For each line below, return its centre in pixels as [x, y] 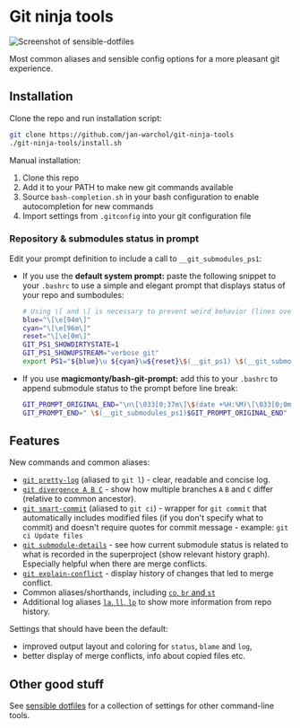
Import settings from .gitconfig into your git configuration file [137, 215]
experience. [31, 68]
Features [34, 441]
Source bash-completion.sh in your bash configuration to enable [141, 197]
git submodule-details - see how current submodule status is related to [155, 545]
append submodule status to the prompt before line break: [130, 388]
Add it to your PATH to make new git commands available [128, 187]
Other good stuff [57, 684]
